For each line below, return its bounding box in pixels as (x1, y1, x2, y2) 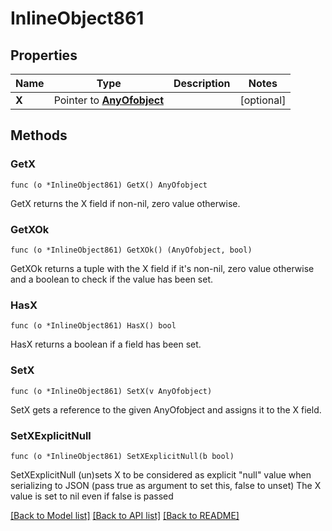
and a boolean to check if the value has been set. (10, 273, 214, 285)
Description (173, 77, 231, 90)
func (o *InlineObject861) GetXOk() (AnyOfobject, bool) (10, 245, 253, 255)
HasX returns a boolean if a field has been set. (10, 338, 202, 351)
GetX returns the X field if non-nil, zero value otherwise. (10, 197, 241, 209)
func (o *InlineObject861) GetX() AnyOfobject (10, 180, 208, 190)
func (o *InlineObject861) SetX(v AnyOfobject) (10, 386, 213, 396)
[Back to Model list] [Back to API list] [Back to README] (10, 509, 240, 521)
